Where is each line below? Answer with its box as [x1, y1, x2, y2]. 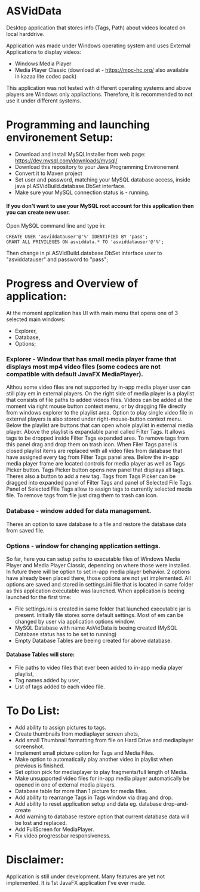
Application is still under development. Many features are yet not [6, 873, 165, 880]
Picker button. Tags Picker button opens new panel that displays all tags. [6, 466, 185, 474]
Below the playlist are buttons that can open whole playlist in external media [6, 422, 193, 429]
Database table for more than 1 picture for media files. [14, 788, 147, 795]
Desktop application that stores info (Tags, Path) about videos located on [6, 24, 186, 31]
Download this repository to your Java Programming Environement [14, 163, 179, 170]
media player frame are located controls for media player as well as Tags [6, 460, 185, 467]
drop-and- [163, 800, 189, 808]
